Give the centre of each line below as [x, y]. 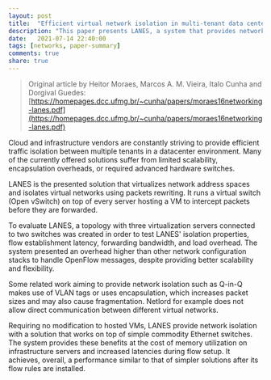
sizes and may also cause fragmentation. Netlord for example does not [126, 301]
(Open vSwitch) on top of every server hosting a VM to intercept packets [129, 201]
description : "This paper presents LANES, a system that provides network [137, 31]
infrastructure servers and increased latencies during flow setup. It [119, 351]
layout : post [30, 16]
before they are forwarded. [53, 209]
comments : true [34, 53]
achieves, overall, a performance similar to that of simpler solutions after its [133, 360]
